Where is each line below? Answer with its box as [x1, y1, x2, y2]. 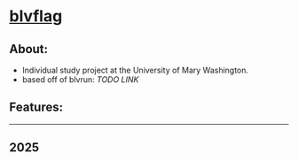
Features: [9, 100, 64, 115]
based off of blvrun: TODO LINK [21, 74, 139, 85]
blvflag [9, 6, 63, 27]
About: [9, 42, 49, 57]
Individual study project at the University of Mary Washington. [21, 65, 249, 75]
